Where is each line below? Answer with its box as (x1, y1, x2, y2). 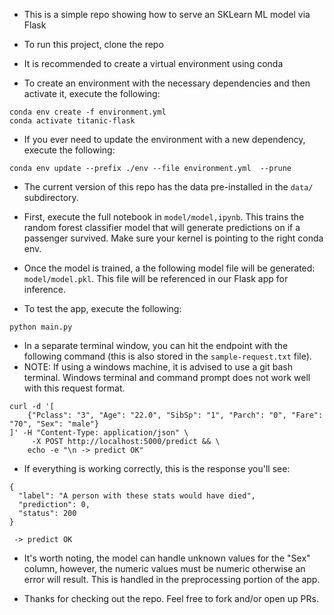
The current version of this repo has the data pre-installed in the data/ (23, 181, 314, 193)
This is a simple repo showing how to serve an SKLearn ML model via (23, 9, 311, 20)
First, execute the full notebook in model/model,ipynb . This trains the (23, 211, 305, 223)
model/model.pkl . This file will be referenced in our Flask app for (23, 273, 289, 284)
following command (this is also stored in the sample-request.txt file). (23, 350, 312, 362)
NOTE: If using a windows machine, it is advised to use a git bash (23, 361, 293, 373)
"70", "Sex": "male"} (9, 419, 100, 429)
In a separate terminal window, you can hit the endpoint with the (23, 340, 289, 351)
